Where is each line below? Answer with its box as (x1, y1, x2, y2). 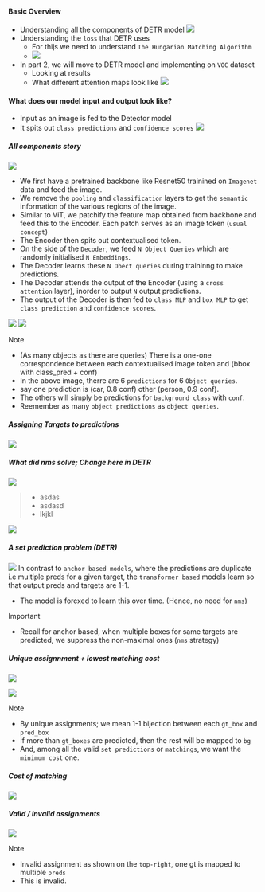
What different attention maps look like (31, 78, 159, 88)
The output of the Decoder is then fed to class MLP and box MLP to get (19, 295, 249, 304)
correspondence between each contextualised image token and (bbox (19, 359, 251, 369)
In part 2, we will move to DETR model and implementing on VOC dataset (19, 60, 255, 69)
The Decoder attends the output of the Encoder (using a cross (19, 278, 224, 288)
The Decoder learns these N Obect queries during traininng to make (19, 261, 244, 271)
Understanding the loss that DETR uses (19, 33, 150, 43)
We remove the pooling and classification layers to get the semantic (19, 194, 248, 203)
